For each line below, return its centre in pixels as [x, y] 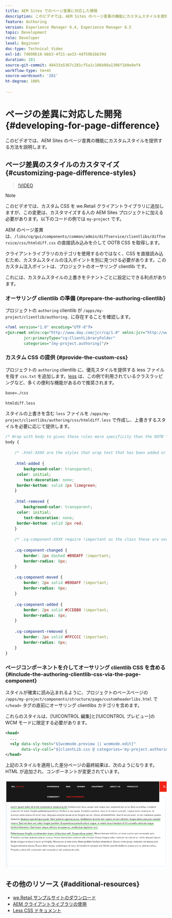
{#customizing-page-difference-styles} [71, 173]
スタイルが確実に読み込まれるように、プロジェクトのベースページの [77, 692]
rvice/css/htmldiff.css [31, 243]
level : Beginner [23, 44]
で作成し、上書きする [134, 420]
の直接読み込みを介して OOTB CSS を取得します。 [110, 242]
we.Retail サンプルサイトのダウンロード [54, 897]
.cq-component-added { [39, 604]
